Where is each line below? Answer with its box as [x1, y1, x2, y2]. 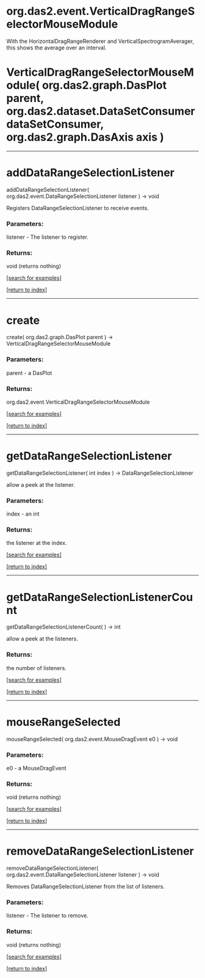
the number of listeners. [6, 664, 67, 671]
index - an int [6, 510, 40, 517]
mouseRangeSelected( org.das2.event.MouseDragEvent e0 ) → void [6, 735, 178, 743]
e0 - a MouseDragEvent [6, 764, 67, 772]
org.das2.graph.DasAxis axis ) [6, 130, 165, 144]
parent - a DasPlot [6, 369, 52, 376]
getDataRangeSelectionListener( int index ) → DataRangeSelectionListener [6, 469, 193, 476]
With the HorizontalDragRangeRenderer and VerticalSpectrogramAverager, [6, 37, 194, 45]
